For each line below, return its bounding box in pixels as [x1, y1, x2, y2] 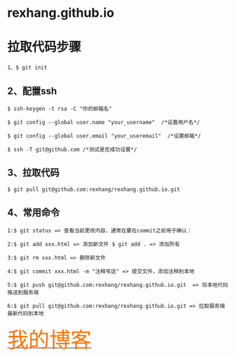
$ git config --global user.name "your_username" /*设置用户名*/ [7, 119, 200, 126]
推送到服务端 [7, 289, 39, 296]
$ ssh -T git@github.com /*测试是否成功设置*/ [7, 146, 137, 153]
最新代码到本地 [7, 310, 44, 317]
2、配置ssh [7, 85, 58, 97]
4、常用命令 [7, 207, 60, 219]
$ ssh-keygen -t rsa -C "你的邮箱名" [7, 105, 112, 112]
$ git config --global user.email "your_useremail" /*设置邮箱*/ [7, 132, 201, 140]
